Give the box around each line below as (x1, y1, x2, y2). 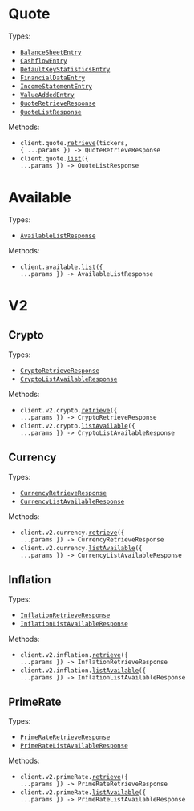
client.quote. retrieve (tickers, (19, 139, 128, 147)
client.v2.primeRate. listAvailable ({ (19, 789, 147, 797)
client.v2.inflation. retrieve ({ (19, 651, 128, 659)
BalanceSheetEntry (19, 48, 82, 56)
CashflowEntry (19, 57, 67, 65)
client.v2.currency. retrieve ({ (19, 529, 125, 537)
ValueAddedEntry (19, 91, 75, 99)
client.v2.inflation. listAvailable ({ (19, 667, 147, 675)
